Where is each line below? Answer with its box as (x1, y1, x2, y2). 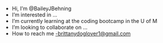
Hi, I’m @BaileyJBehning (11, 5, 72, 12)
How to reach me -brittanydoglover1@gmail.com (11, 30, 131, 37)
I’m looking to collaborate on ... (11, 24, 88, 31)
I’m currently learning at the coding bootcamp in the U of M (11, 18, 158, 24)
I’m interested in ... (11, 11, 58, 18)
